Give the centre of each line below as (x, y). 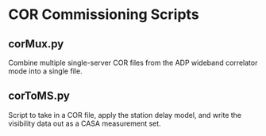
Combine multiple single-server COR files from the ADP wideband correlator (133, 62)
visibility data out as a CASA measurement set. (85, 123)
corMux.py (36, 44)
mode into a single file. (45, 71)
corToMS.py (39, 96)
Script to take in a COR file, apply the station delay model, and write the (125, 115)
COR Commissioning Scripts (104, 15)
